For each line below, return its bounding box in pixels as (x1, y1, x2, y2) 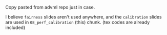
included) (5, 24, 26, 30)
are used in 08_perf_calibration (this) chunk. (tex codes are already (5, 19, 150, 25)
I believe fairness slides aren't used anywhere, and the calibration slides (5, 14, 162, 19)
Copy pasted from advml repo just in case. (5, 4, 95, 10)
